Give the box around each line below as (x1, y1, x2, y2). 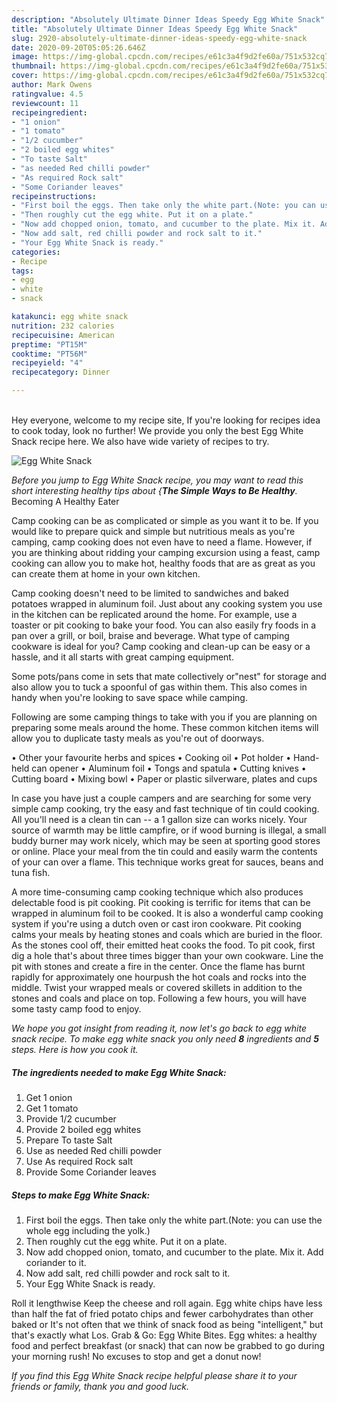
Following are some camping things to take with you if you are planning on (11, 711, 318, 723)
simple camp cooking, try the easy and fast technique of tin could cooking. (11, 803, 320, 815)
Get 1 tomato (25, 1102, 79, 1114)
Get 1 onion (25, 1091, 73, 1103)
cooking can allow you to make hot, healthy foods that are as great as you (11, 557, 316, 569)
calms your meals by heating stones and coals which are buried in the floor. (11, 929, 323, 940)
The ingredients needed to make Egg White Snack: (11, 1066, 227, 1078)
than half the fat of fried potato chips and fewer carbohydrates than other (11, 1307, 314, 1320)
